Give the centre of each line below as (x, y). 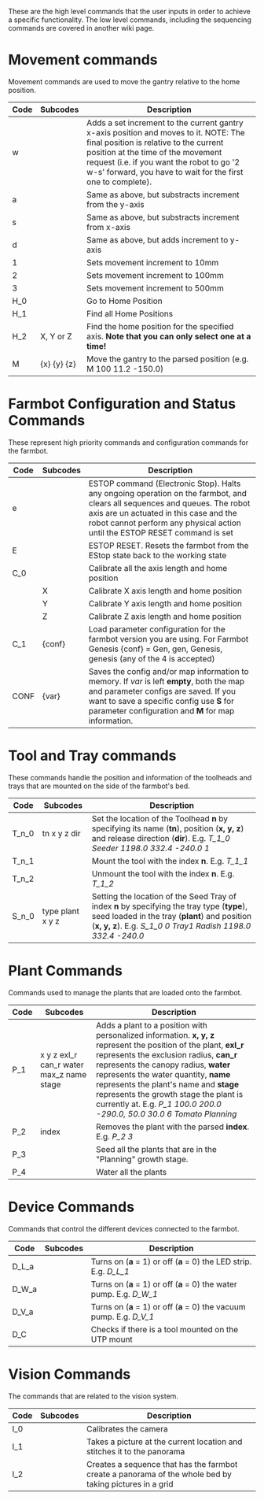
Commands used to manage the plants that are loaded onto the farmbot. (125, 992)
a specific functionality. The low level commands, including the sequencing (130, 20)
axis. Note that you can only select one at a (169, 336)
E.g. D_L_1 (110, 1271)
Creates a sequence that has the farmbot (162, 1464)
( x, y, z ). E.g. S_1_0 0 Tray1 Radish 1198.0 (171, 926)
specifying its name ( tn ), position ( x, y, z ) (168, 828)
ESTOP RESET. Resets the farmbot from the (169, 545)
